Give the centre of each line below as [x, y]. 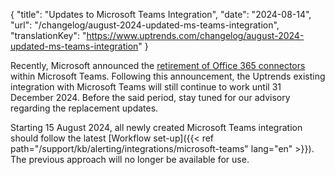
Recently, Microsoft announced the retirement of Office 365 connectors [158, 65]
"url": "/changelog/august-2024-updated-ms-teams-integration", [145, 25]
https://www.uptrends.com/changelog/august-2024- [195, 35]
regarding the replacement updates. [84, 108]
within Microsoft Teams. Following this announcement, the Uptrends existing [168, 76]
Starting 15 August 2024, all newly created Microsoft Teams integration [156, 127]
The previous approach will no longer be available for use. [130, 159]
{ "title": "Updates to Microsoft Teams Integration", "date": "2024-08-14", [161, 14]
